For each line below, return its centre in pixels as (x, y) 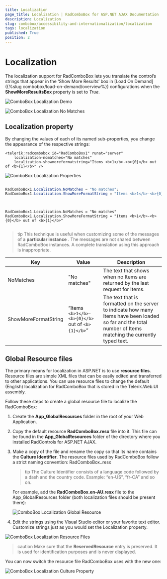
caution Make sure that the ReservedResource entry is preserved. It (87, 546)
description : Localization (33, 19)
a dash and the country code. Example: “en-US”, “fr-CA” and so (90, 477)
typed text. (116, 341)
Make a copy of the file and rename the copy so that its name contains (84, 452)
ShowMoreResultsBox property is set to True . (53, 92)
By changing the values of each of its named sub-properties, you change (80, 139)
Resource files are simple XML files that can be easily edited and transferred (83, 376)
